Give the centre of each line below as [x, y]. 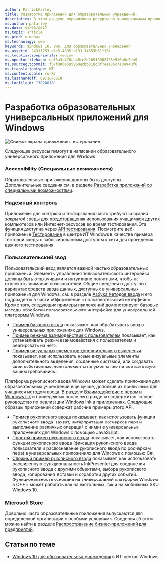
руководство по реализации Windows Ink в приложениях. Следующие [79, 402]
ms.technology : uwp [25, 42]
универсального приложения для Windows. [51, 156]
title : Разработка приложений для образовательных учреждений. [71, 14]
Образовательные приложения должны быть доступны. [64, 179]
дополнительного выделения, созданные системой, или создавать [82, 361]
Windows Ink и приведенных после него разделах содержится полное [79, 397]
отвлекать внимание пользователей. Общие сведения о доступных [76, 284]
